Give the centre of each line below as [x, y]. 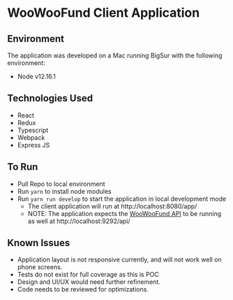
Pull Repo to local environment [61, 184]
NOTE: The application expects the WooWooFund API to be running [125, 213]
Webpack [31, 137]
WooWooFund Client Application [104, 13]
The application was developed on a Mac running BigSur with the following [115, 55]
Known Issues [39, 243]
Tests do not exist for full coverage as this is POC [88, 275]
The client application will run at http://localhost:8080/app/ [112, 206]
